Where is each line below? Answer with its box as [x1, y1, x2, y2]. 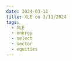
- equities [11, 46, 38, 52]
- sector [11, 41, 33, 47]
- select [11, 35, 33, 41]
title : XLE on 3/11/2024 [6, 14, 67, 20]
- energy [11, 30, 33, 36]
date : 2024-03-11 [6, 8, 49, 15]
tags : [6, 19, 19, 25]
